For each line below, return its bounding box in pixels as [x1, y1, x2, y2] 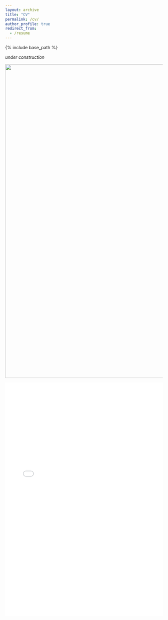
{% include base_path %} [5, 45, 58, 50]
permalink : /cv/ [5, 17, 39, 22]
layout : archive [5, 7, 39, 13]
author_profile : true [5, 21, 50, 27]
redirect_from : [5, 26, 37, 31]
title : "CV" [5, 12, 30, 17]
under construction [5, 54, 45, 60]
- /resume [9, 31, 30, 36]
